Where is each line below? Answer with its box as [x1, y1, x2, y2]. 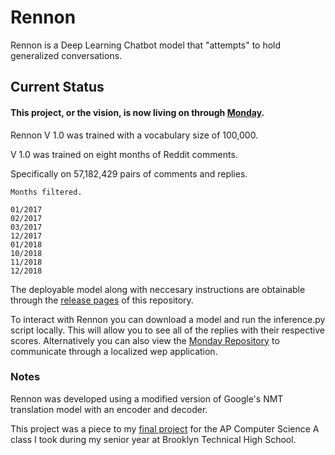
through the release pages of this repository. [10, 294, 194, 306]
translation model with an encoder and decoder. [10, 403, 208, 415]
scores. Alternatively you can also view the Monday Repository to [10, 334, 280, 346]
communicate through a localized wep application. [10, 345, 218, 357]
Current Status [10, 79, 105, 96]
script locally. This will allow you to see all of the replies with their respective [10, 324, 325, 336]
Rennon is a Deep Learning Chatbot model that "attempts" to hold [10, 39, 282, 51]
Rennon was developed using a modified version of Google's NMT [10, 392, 284, 405]
